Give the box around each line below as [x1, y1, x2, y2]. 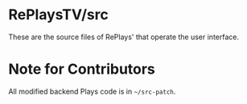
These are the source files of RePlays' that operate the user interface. [8, 32, 240, 42]
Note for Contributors [8, 60, 155, 78]
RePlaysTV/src [8, 6, 109, 24]
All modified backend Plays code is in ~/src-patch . [8, 86, 176, 96]
